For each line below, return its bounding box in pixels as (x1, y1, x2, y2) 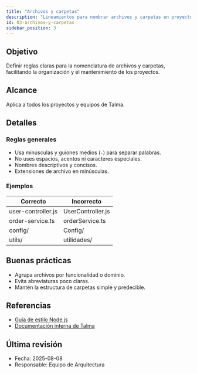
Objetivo (6, 46, 38, 56)
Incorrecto (72, 197, 101, 205)
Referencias (6, 301, 52, 311)
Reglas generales (6, 135, 57, 144)
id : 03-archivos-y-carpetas (6, 19, 75, 25)
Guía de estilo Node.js (14, 316, 69, 323)
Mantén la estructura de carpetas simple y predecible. (14, 284, 145, 291)
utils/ (9, 236, 23, 244)
